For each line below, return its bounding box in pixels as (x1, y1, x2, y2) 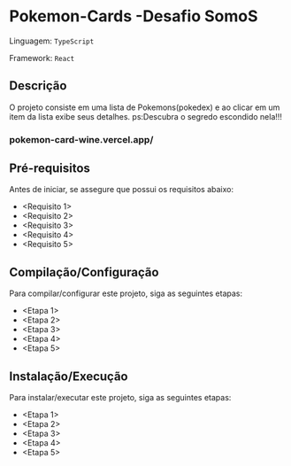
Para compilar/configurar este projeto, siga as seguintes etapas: (9, 288, 243, 299)
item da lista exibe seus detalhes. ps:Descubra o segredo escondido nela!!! (9, 111, 283, 121)
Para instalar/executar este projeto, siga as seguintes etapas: (9, 392, 232, 403)
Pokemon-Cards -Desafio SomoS (9, 6, 258, 27)
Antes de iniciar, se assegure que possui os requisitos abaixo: (9, 184, 234, 195)
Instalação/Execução (9, 369, 128, 384)
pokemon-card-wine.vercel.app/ (9, 133, 154, 145)
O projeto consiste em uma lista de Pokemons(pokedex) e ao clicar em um (9, 102, 280, 113)
